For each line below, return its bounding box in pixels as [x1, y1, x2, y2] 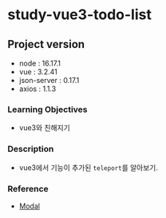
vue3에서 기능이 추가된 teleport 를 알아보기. [18, 162, 159, 172]
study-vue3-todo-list [7, 6, 152, 24]
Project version [7, 38, 85, 51]
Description [7, 144, 54, 155]
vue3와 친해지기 [18, 123, 71, 133]
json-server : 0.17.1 [18, 76, 80, 85]
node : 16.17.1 [18, 58, 61, 68]
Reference [7, 183, 49, 194]
